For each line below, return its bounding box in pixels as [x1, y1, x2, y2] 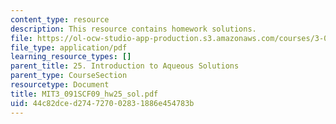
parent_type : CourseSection [10, 71, 128, 81]
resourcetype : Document [10, 80, 110, 90]
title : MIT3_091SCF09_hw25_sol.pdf [10, 89, 159, 99]
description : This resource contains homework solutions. [10, 24, 257, 34]
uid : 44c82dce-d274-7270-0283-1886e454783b [10, 98, 195, 108]
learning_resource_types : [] [10, 52, 132, 62]
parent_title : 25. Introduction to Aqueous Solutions [10, 61, 240, 71]
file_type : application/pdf [10, 42, 128, 53]
